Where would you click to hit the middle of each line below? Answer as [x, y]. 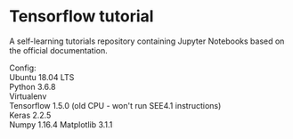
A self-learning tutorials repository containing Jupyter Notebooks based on [147, 41]
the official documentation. [59, 50]
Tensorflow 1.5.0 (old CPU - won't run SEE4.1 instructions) [115, 105]
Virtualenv [28, 96]
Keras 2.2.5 [30, 115]
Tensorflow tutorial [81, 16]
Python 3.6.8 [33, 86]
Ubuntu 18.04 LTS [42, 77]
